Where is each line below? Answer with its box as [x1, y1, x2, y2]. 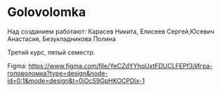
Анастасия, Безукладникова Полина [7, 34, 116, 43]
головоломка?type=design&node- [7, 69, 108, 77]
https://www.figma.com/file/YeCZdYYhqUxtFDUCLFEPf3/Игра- [28, 61, 213, 70]
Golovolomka [7, 4, 86, 20]
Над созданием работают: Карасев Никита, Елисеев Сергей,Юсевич [7, 27, 215, 36]
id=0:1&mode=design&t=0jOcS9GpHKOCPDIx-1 [7, 76, 145, 84]
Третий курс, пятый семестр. [7, 48, 95, 56]
